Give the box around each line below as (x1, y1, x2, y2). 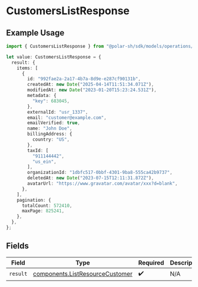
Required (138, 259, 164, 267)
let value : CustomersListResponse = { (6, 54, 101, 60)
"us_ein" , (32, 159, 57, 165)
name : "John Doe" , (27, 125, 72, 131)
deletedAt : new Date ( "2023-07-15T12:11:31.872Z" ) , (27, 175, 154, 181)
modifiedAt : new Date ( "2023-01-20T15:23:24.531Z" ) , (27, 87, 157, 93)
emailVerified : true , (27, 120, 81, 126)
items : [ (16, 65, 38, 71)
